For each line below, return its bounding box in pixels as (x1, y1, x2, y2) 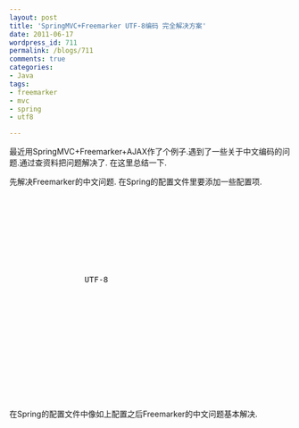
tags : (9, 80, 29, 88)
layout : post (9, 13, 58, 22)
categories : (9, 63, 54, 72)
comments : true (9, 55, 66, 63)
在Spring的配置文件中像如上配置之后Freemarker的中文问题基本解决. (9, 408, 258, 420)
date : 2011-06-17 (9, 29, 74, 38)
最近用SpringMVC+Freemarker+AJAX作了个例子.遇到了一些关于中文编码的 (9, 147, 283, 157)
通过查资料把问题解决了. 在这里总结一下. (19, 157, 168, 168)
